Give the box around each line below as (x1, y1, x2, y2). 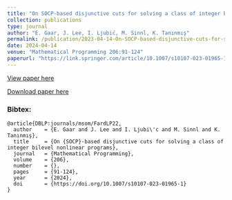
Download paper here (7, 87, 69, 95)
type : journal (7, 23, 48, 30)
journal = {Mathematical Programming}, (13, 150, 135, 157)
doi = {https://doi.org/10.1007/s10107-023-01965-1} (13, 181, 187, 188)
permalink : (7, 36, 39, 43)
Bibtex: (7, 104, 32, 114)
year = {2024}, (13, 174, 72, 181)
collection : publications (7, 17, 81, 23)
